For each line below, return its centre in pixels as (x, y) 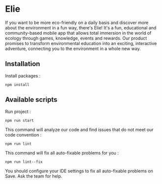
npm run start (20, 120)
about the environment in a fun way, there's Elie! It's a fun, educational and (81, 27)
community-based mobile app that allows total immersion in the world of (78, 33)
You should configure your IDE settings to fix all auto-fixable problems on (79, 171)
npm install (17, 85)
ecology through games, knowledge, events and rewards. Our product (76, 38)
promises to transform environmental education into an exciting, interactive (81, 43)
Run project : (18, 112)
